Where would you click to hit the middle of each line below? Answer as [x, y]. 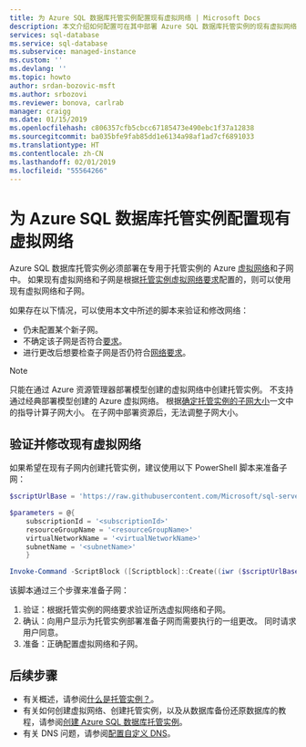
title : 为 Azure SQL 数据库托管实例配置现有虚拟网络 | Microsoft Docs [135, 18]
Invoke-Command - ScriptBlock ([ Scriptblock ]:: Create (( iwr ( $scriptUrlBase [154, 572]
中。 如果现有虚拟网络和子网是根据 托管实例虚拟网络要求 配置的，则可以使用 [150, 280]
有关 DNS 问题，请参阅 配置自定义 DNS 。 [99, 733]
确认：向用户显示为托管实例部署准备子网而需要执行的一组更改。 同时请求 [159, 621]
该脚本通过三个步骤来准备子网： [69, 590]
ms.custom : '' [36, 60]
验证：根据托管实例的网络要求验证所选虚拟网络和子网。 [126, 610]
